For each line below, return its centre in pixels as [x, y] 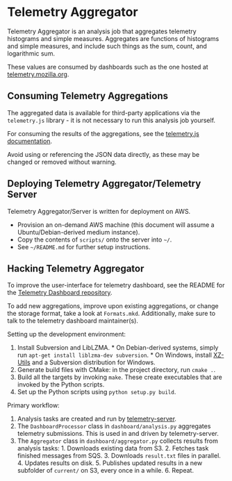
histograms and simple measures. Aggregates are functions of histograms [113, 38]
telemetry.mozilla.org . [38, 74]
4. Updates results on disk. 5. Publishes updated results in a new [110, 463]
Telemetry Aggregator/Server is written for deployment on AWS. [99, 211]
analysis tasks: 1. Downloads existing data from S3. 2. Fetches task [113, 448]
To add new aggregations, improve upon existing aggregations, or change [113, 306]
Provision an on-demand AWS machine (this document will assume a [116, 225]
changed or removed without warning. [62, 162]
